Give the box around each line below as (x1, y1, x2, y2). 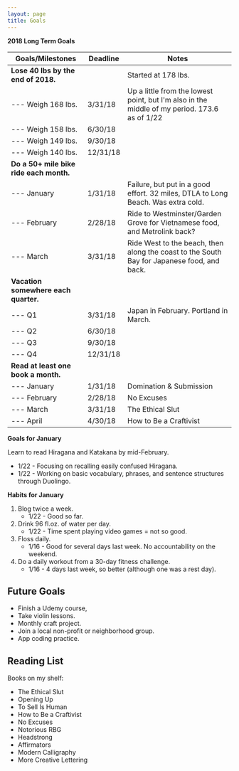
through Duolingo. (17, 477, 71, 485)
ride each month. (11, 168, 70, 178)
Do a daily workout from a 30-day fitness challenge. (17, 557, 171, 565)
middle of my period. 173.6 (127, 104, 219, 114)
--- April (11, 415, 43, 425)
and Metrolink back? (127, 226, 196, 236)
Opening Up (17, 695, 53, 704)
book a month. (11, 369, 61, 379)
